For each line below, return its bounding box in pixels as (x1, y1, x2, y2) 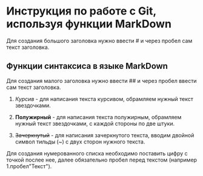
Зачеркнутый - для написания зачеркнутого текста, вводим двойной (15, 131, 195, 139)
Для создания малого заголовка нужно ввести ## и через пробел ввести (6, 77, 197, 84)
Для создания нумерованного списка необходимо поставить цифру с (6, 149, 188, 157)
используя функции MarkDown (6, 17, 171, 31)
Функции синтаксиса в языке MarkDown (6, 61, 168, 71)
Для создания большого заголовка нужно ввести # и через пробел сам (6, 37, 193, 44)
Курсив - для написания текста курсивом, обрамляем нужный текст (15, 95, 194, 102)
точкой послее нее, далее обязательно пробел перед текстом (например (6, 156, 198, 163)
